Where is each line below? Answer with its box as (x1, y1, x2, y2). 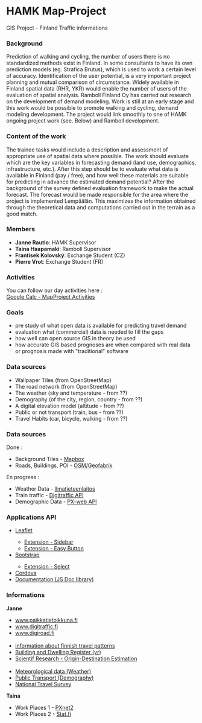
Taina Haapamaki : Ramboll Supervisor (14, 245, 112, 252)
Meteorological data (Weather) (14, 667, 92, 675)
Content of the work (6, 132, 66, 141)
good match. (6, 210, 38, 217)
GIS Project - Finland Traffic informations (6, 24, 108, 31)
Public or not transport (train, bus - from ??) (14, 409, 124, 416)
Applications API (6, 513, 57, 521)
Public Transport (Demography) (14, 674, 94, 681)
